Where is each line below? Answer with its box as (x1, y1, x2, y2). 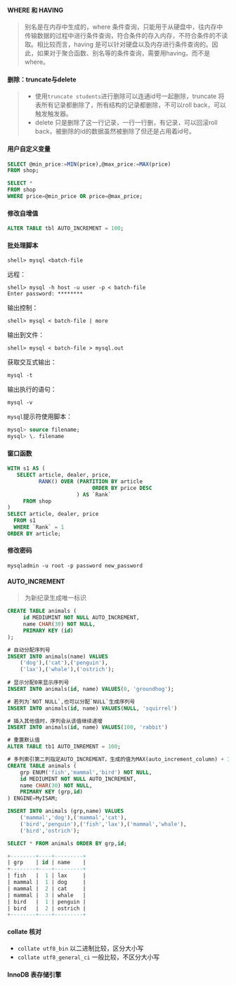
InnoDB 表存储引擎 (7, 970, 62, 979)
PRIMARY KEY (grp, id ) (20, 788, 83, 795)
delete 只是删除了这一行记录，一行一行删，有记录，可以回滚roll (34, 119, 218, 127)
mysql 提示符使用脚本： (7, 412, 72, 421)
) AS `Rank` (76, 491, 112, 498)
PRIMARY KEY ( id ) (22, 627, 74, 634)
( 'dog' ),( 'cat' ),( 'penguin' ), (20, 659, 109, 666)
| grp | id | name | (7, 859, 86, 866)
